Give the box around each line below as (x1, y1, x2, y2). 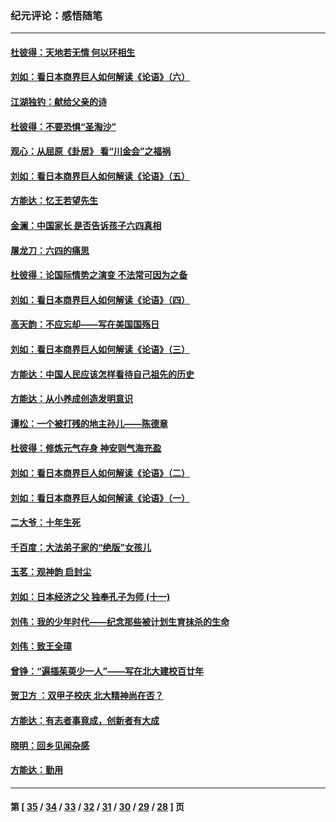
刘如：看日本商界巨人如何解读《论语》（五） (10, 170, 190, 182)
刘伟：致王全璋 (10, 640, 72, 652)
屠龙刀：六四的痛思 (10, 244, 90, 256)
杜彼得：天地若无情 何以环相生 (10, 46, 136, 58)
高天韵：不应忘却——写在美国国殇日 (10, 318, 160, 331)
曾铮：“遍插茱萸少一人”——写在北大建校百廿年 (10, 665, 205, 677)
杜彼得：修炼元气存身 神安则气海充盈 (10, 442, 162, 454)
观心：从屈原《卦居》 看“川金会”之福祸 (10, 145, 172, 157)
